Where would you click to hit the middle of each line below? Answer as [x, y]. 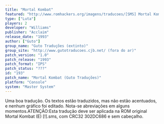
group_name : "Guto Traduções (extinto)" [47, 46]
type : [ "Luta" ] [20, 19]
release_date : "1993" [27, 37]
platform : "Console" [26, 82]
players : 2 [16, 23]
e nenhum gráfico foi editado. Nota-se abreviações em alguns [68, 106]
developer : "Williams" [28, 28]
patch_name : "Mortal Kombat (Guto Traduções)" [53, 78]
